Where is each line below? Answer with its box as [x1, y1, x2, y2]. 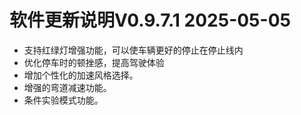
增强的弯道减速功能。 [23, 81, 112, 93]
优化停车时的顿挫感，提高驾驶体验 [23, 56, 165, 68]
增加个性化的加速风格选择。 [23, 69, 139, 81]
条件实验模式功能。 [23, 94, 104, 106]
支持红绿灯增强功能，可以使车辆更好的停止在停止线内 [23, 44, 244, 56]
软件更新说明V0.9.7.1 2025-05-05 [9, 9, 291, 32]
